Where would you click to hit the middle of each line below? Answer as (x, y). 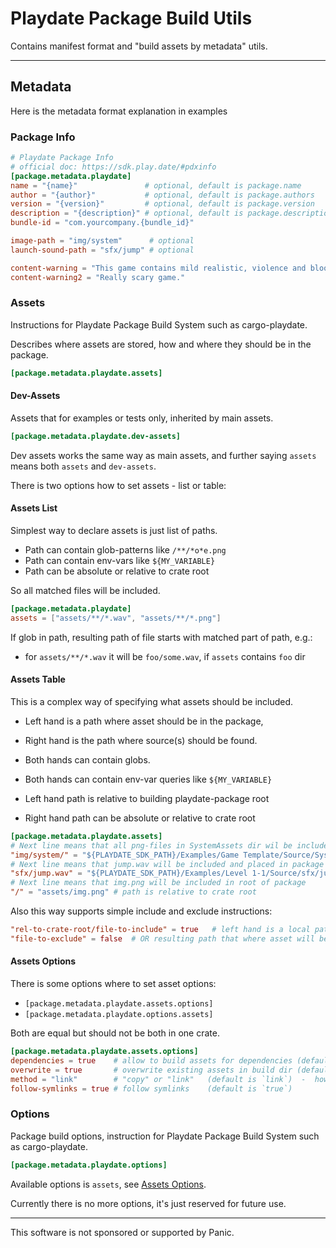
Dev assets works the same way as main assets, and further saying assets (163, 455)
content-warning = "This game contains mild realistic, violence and (158, 268)
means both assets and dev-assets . (83, 466)
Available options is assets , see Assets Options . (108, 1184)
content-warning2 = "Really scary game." (98, 277)
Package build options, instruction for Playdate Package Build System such (165, 1136)
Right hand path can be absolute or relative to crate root (140, 818)
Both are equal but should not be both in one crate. (115, 1033)
